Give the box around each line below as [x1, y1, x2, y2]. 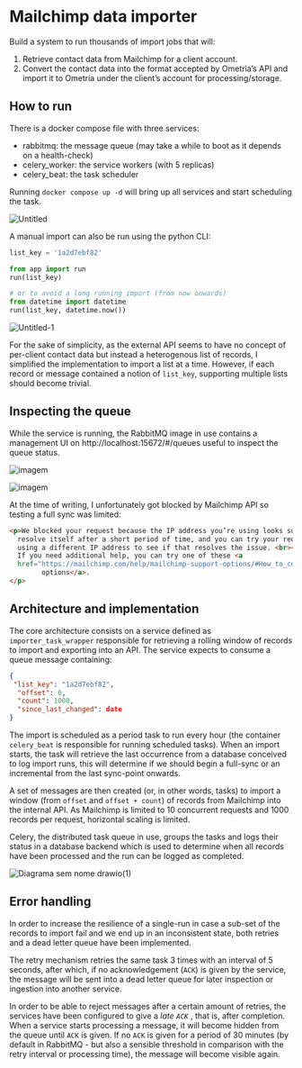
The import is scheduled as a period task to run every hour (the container [9, 729, 281, 740]
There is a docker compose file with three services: [9, 122, 200, 133]
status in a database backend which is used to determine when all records [9, 841, 285, 852]
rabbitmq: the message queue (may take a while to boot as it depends [22, 140, 281, 150]
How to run [9, 99, 73, 114]
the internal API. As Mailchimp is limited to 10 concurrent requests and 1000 [9, 804, 289, 815]
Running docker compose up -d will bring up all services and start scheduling [9, 186, 292, 197]
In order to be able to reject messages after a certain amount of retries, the [9, 1000, 287, 1011]
